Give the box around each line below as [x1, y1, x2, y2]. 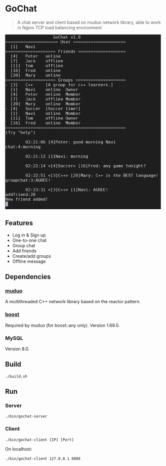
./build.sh [5, 374, 28, 379]
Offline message [12, 258, 46, 264]
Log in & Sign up [12, 232, 46, 238]
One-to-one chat [12, 237, 47, 243]
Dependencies [5, 273, 51, 281]
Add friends [12, 248, 37, 254]
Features [5, 219, 33, 228]
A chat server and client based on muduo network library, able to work [17, 19, 161, 25]
